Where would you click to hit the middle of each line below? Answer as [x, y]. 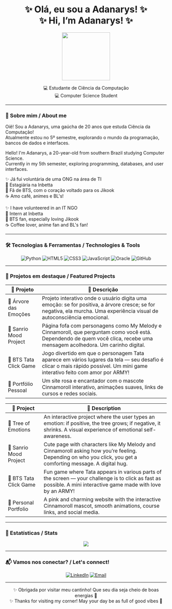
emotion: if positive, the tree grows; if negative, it [102, 423]
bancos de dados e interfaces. [38, 143]
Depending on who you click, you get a [90, 457]
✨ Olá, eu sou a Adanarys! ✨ [86, 9]
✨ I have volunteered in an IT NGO [41, 208]
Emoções [19, 314]
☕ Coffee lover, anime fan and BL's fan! [47, 225]
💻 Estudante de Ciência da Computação [86, 88]
